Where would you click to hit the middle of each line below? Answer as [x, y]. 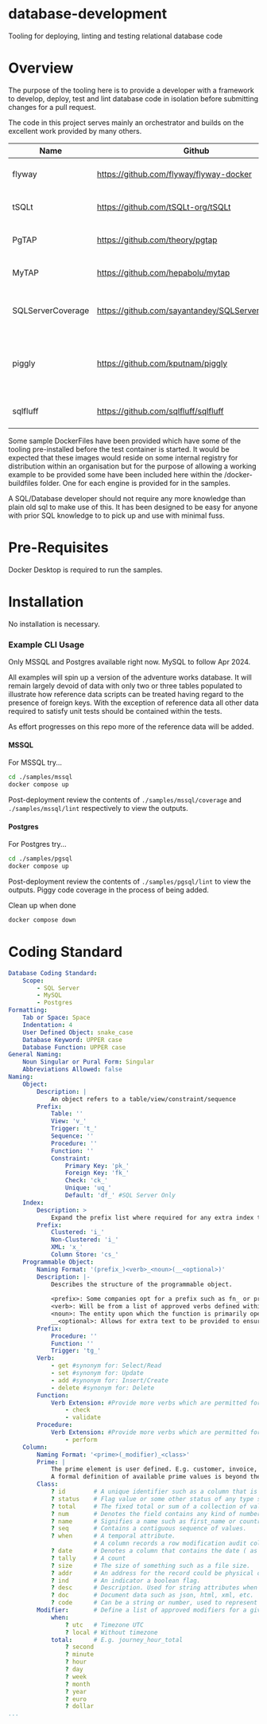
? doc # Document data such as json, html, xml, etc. [152, 1595]
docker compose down [43, 920]
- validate [83, 1418]
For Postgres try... [37, 844]
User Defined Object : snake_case [78, 1032]
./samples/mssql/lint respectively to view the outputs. [98, 808]
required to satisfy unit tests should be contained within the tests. [115, 711]
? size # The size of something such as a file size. [150, 1565]
